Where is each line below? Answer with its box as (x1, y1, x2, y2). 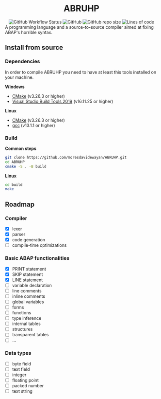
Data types (5, 350, 32, 357)
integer (12, 372, 27, 378)
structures (12, 326, 33, 332)
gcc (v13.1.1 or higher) (12, 122, 55, 128)
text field (12, 366, 30, 372)
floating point (12, 377, 39, 383)
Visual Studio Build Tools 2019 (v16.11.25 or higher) (12, 98, 113, 104)
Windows (5, 84, 25, 90)
